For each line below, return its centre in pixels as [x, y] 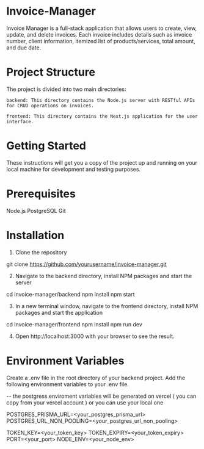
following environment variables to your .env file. [68, 384]
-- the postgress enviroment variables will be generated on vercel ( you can [101, 396]
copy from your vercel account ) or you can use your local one [85, 402]
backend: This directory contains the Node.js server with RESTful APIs [101, 100]
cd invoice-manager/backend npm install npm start [71, 294]
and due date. [24, 48]
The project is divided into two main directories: [66, 89]
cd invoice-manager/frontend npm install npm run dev [74, 324]
